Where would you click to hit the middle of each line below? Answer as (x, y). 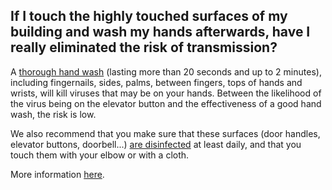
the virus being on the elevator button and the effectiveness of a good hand (166, 103)
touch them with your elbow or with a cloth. (100, 155)
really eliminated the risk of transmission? (144, 47)
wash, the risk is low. (53, 114)
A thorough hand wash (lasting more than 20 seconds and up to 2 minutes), (166, 71)
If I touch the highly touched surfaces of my (149, 16)
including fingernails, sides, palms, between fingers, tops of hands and (156, 82)
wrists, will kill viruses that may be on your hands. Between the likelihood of (166, 93)
